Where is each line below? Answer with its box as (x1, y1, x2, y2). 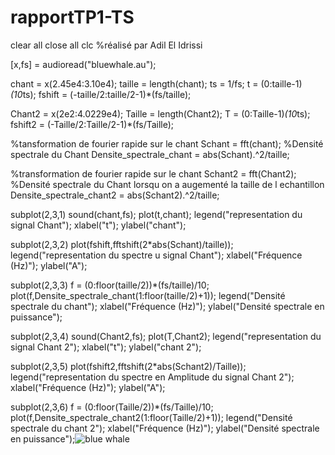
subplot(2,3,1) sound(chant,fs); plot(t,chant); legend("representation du (10, 208, 303, 220)
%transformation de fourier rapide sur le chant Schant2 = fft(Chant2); (10, 167, 297, 180)
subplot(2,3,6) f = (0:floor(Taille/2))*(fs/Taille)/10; (10, 401, 214, 413)
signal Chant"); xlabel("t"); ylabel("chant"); (10, 219, 187, 231)
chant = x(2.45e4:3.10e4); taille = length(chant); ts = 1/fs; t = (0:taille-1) (10, 77, 303, 90)
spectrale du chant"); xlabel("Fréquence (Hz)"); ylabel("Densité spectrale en (10, 300, 325, 312)
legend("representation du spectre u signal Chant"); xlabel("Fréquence (10, 249, 303, 261)
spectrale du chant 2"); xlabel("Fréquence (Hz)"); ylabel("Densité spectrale (10, 422, 320, 434)
